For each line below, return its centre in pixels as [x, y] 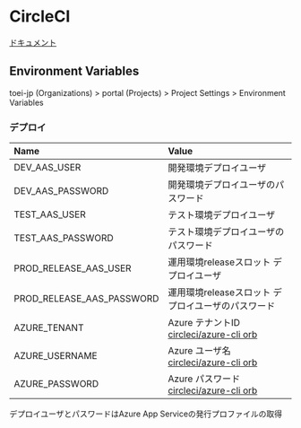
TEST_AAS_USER [50, 214]
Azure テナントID [204, 323]
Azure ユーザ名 [199, 351]
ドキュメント [33, 42]
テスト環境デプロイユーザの [226, 232]
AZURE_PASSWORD [56, 384]
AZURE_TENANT [49, 328]
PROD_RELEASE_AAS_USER [73, 268]
